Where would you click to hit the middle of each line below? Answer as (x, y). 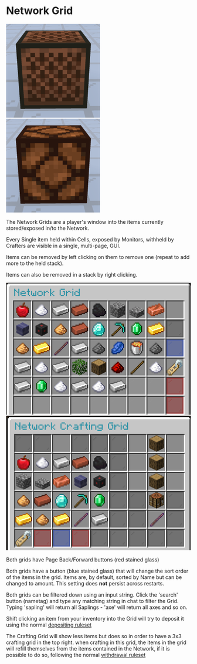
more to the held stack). (35, 263)
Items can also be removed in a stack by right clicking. (72, 274)
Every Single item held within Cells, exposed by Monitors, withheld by (90, 239)
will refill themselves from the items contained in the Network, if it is (88, 649)
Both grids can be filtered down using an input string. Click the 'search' (92, 595)
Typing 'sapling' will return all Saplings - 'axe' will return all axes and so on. (97, 607)
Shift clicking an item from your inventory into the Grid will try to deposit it (95, 619)
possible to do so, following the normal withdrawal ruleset (76, 655)
